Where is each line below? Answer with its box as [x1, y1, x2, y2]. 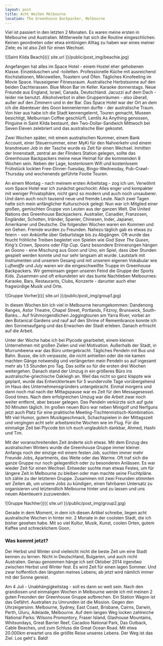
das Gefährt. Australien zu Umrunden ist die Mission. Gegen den [5, 599, 134, 605]
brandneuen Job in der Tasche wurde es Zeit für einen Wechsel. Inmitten [5, 145, 151, 151]
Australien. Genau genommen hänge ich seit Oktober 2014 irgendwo [5, 559, 142, 565]
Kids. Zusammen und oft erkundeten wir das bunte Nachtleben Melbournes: [5, 273, 157, 279]
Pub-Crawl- [125, 166, 149, 172]
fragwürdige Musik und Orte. [5, 283, 63, 289]
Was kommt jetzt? [5, 537, 49, 544]
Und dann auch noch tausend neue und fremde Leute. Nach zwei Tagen [5, 196, 149, 202]
